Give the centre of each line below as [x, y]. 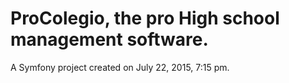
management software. [109, 39]
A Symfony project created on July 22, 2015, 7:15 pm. [120, 67]
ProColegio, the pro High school [145, 18]
